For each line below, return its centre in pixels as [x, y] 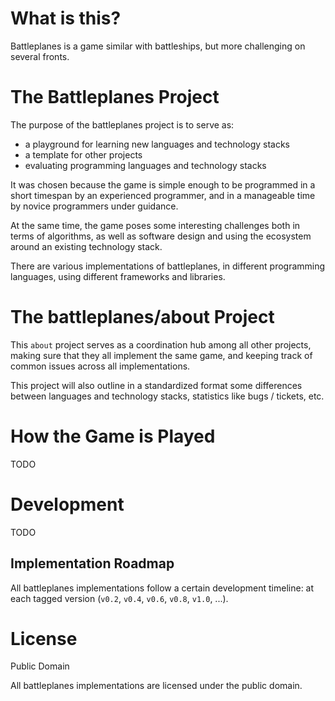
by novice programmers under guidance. [94, 206]
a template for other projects [83, 154]
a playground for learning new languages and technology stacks [157, 144]
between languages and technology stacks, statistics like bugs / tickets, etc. [167, 396]
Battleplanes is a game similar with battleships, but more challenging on [158, 46]
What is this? [66, 18]
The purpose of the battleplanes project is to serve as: [122, 124]
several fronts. [40, 56]
